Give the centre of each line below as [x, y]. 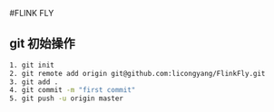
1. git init [32, 65]
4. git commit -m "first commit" [73, 90]
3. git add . [34, 82]
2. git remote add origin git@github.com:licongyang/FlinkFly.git [137, 73]
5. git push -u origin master [67, 98]
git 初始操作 [42, 44]
